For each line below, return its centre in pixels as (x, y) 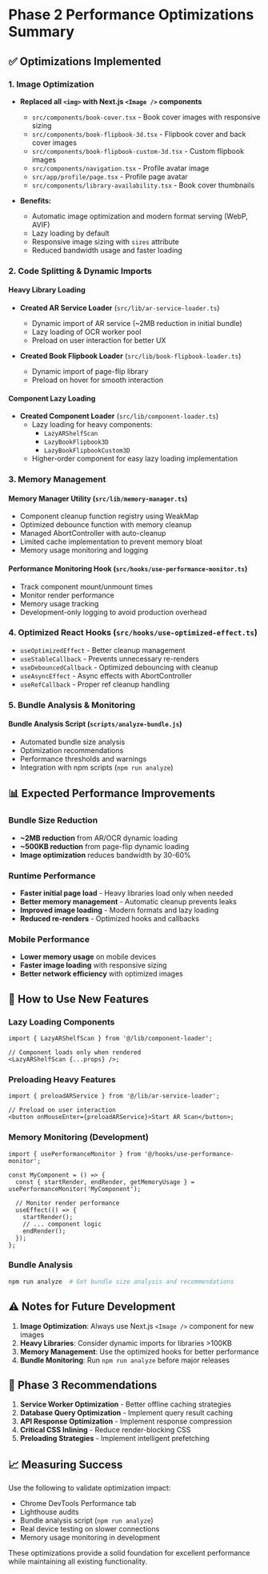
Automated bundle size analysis (72, 742)
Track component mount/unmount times (86, 586)
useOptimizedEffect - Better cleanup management (102, 650)
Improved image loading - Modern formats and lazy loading (119, 910)
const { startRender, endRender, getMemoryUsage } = (105, 1182)
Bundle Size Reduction (53, 820)
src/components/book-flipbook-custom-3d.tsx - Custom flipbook (138, 151)
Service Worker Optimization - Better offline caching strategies (126, 1404)
